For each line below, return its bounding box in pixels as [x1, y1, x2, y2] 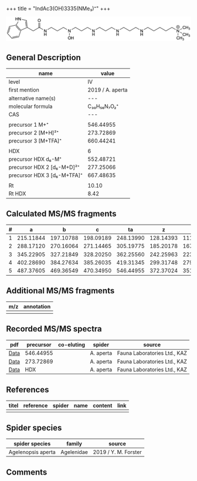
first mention [8, 86, 39, 93]
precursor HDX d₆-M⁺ [8, 155, 62, 162]
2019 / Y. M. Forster [93, 448, 142, 455]
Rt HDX [8, 190, 26, 197]
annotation [23, 303, 51, 310]
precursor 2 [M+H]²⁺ [8, 129, 59, 136]
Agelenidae [60, 448, 88, 455]
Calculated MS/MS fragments [6, 208, 117, 219]
